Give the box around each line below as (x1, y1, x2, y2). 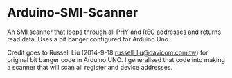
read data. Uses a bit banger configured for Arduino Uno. (7, 35, 170, 43)
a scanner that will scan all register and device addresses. (7, 63, 173, 71)
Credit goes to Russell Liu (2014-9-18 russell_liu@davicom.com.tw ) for (7, 48, 209, 57)
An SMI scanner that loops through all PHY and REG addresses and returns (7, 28, 222, 36)
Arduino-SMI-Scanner (7, 5, 139, 21)
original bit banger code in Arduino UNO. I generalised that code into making (7, 55, 225, 64)
